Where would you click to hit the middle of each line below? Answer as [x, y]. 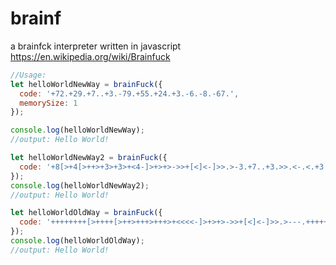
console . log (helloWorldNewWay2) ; [80, 185]
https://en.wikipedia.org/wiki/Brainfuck [90, 56]
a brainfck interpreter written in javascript [96, 46]
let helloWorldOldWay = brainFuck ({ [86, 213]
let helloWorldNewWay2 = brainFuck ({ [89, 158]
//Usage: [28, 75]
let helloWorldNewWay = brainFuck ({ [86, 84]
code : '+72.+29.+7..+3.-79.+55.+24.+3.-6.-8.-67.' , [129, 93]
